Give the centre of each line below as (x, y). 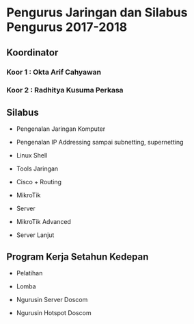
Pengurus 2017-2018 (67, 27)
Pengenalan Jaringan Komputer (61, 129)
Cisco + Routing (39, 182)
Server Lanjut (35, 235)
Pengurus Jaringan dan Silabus (97, 13)
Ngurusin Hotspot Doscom (54, 313)
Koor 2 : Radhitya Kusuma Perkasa (65, 90)
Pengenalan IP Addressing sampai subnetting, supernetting (100, 142)
